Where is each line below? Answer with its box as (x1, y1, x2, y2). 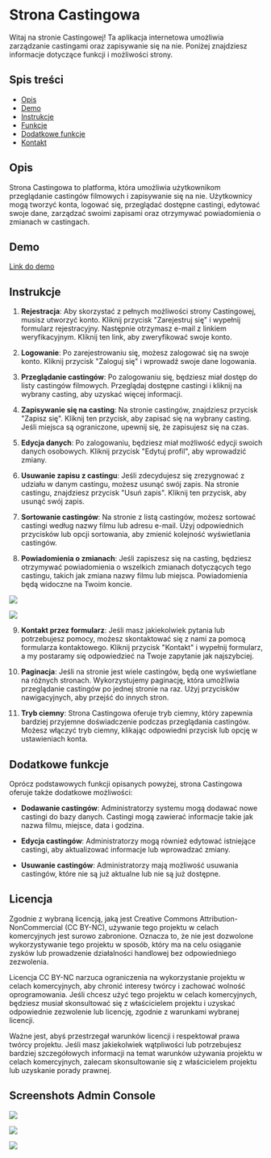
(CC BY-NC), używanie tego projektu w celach (65, 922, 219, 932)
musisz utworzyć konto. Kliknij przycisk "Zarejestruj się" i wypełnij (20, 315, 241, 325)
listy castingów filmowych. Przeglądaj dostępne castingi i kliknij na (20, 381, 243, 391)
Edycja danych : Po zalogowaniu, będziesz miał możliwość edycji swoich (20, 438, 263, 448)
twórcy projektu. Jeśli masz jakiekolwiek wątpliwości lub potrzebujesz (9, 1039, 242, 1049)
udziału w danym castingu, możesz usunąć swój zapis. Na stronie (20, 480, 240, 489)
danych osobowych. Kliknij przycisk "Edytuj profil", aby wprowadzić (20, 446, 247, 456)
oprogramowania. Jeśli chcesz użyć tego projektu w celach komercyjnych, (9, 989, 257, 1000)
